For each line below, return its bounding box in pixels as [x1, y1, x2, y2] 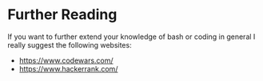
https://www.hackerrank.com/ [18, 64, 118, 73]
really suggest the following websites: [7, 40, 133, 49]
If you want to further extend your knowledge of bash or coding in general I [7, 32, 256, 41]
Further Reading [7, 6, 118, 24]
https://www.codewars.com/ [18, 56, 114, 65]
